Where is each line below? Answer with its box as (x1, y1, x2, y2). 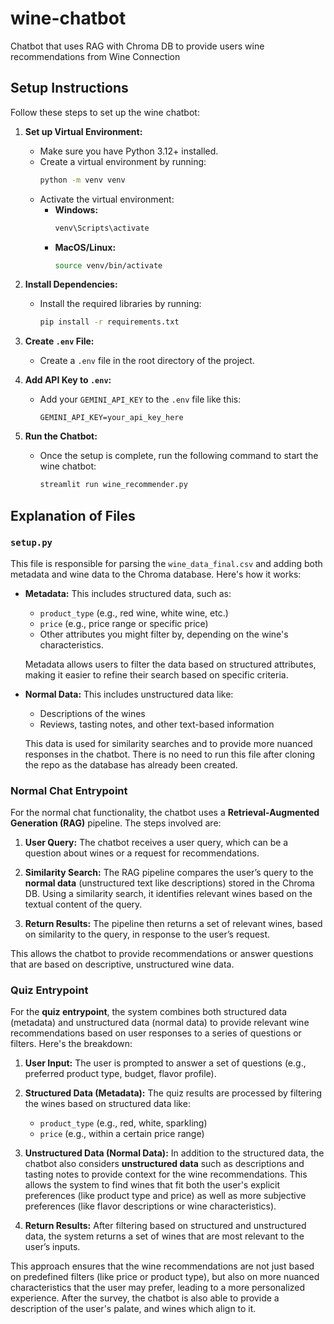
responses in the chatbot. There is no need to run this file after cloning (24, 748, 316, 760)
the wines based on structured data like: (24, 1098, 191, 1110)
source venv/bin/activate (54, 260, 163, 271)
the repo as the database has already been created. (24, 758, 238, 771)
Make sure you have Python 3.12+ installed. (39, 145, 219, 157)
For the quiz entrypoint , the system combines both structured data (10, 1006, 288, 1018)
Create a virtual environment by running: (39, 155, 207, 167)
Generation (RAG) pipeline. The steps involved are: (10, 817, 222, 829)
